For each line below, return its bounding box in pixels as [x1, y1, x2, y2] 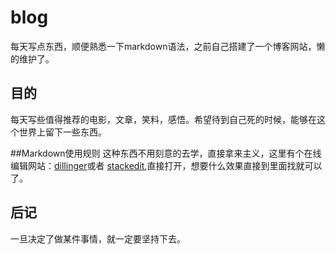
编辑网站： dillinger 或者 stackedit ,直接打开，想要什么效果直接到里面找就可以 [10, 159, 323, 171]
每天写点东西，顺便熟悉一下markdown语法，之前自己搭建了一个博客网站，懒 [10, 40, 326, 52]
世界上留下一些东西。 [18, 126, 107, 138]
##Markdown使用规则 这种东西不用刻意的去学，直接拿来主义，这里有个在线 [10, 147, 322, 159]
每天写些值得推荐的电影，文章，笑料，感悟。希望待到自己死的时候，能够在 [10, 113, 317, 125]
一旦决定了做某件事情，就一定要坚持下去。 [10, 232, 186, 245]
